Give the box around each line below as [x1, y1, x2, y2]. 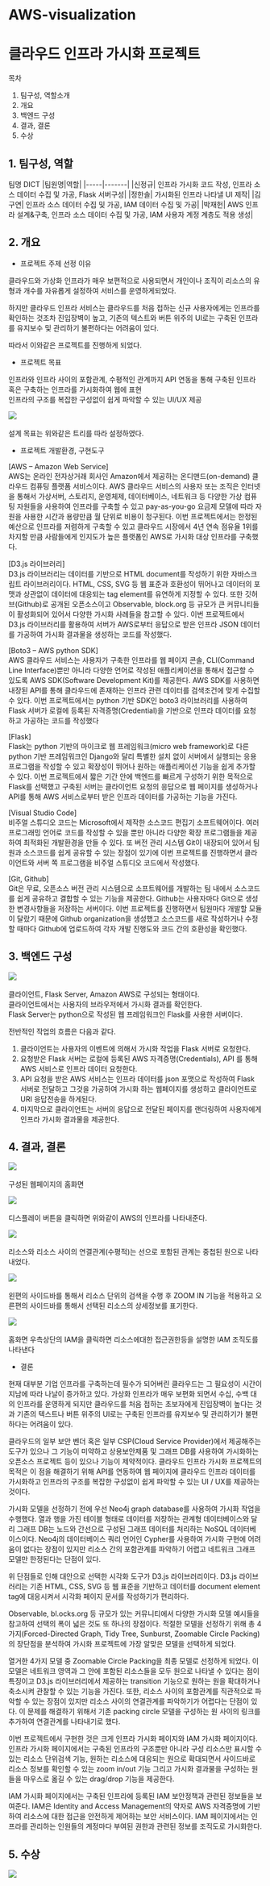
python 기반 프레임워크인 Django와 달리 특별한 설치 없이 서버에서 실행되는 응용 [8, 751, 257, 761]
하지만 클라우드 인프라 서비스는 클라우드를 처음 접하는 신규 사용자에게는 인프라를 [8, 302, 260, 312]
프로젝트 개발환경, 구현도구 [19, 445, 105, 455]
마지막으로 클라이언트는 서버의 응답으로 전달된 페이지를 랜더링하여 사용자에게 [19, 1104, 262, 1114]
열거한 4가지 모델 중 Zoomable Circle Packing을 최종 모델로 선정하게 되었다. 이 [8, 1656, 260, 1666]
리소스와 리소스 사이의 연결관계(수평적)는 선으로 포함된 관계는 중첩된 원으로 [8, 1247, 244, 1257]
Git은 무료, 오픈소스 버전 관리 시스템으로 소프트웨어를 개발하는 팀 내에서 [8, 883, 233, 893]
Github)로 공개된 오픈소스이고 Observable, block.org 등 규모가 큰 [17, 599, 226, 609]
